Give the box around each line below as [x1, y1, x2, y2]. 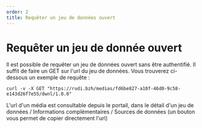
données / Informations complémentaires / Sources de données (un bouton [6, 108, 195, 116]
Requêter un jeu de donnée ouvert [6, 41, 183, 55]
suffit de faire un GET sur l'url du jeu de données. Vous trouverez [6, 68, 169, 75]
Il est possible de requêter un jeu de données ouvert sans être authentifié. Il [6, 61, 196, 68]
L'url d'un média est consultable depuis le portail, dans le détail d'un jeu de [6, 102, 194, 109]
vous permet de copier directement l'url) [6, 115, 108, 122]
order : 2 [6, 9, 29, 15]
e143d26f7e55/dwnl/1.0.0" [6, 91, 72, 98]
